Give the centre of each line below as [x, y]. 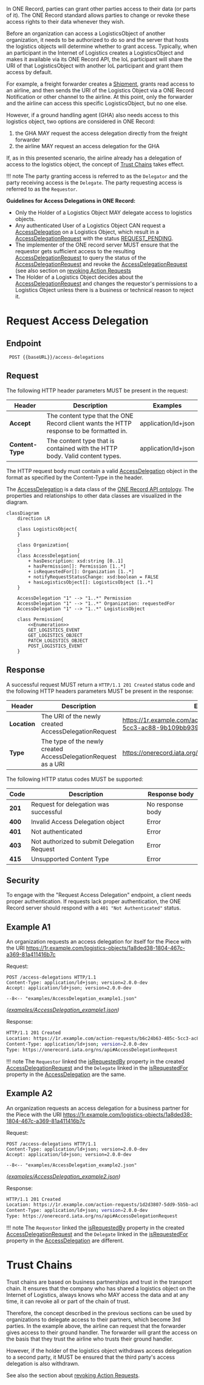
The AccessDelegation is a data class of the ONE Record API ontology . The [100, 489]
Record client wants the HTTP [89, 423]
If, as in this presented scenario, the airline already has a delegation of [94, 158]
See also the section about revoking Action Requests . [73, 1375]
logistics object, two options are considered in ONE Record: [81, 121]
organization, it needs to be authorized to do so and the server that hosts [98, 40]
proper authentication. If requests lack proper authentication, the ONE [93, 902]
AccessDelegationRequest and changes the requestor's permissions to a [106, 284]
